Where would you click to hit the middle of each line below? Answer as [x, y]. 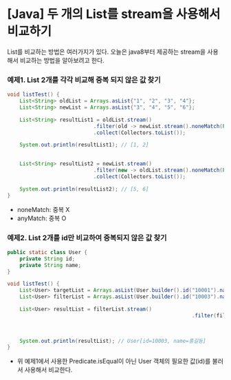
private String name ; [50, 265]
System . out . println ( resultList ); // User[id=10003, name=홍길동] [113, 341]
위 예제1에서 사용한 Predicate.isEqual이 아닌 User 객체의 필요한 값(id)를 [114, 361]
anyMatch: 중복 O [42, 218]
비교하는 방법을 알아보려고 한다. [62, 60]
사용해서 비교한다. [48, 370]
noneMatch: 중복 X [43, 209]
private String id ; [47, 259]
